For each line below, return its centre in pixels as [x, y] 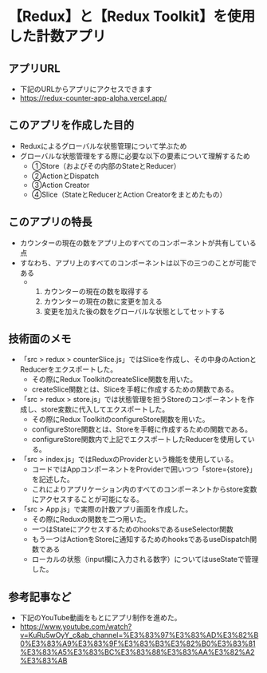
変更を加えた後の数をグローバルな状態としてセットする [134, 311]
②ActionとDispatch [65, 176]
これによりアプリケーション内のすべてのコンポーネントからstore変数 [144, 489]
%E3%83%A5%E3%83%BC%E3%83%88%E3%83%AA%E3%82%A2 [137, 652]
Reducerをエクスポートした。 [69, 369]
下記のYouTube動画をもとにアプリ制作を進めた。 [100, 618]
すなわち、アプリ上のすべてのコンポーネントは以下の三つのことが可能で [138, 263]
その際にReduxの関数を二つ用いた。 [91, 520]
